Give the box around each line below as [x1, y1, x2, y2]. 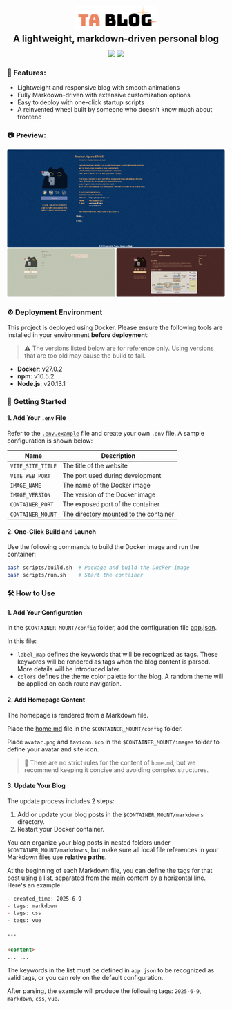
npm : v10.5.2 [17, 372, 55, 381]
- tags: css [7, 910, 41, 916]
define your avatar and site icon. [7, 744, 99, 753]
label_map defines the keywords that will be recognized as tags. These [17, 651, 219, 659]
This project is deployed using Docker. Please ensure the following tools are [7, 323, 223, 331]
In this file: [7, 637, 37, 645]
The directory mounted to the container [62, 510, 175, 518]
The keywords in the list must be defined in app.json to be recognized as [7, 965, 215, 974]
